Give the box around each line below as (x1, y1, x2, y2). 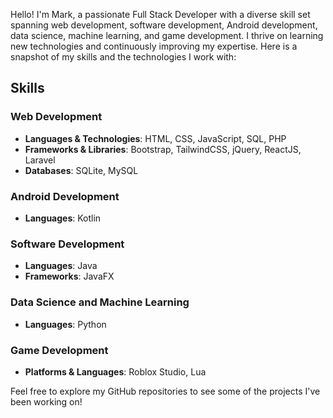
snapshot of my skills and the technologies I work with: (10, 51, 237, 63)
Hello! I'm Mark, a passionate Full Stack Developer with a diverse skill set (10, 9, 311, 20)
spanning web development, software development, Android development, (10, 19, 318, 31)
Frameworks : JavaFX (24, 270, 115, 283)
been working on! (10, 395, 83, 408)
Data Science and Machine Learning (10, 295, 190, 309)
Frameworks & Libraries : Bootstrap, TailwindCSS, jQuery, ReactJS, (24, 143, 302, 155)
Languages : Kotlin (24, 212, 102, 224)
